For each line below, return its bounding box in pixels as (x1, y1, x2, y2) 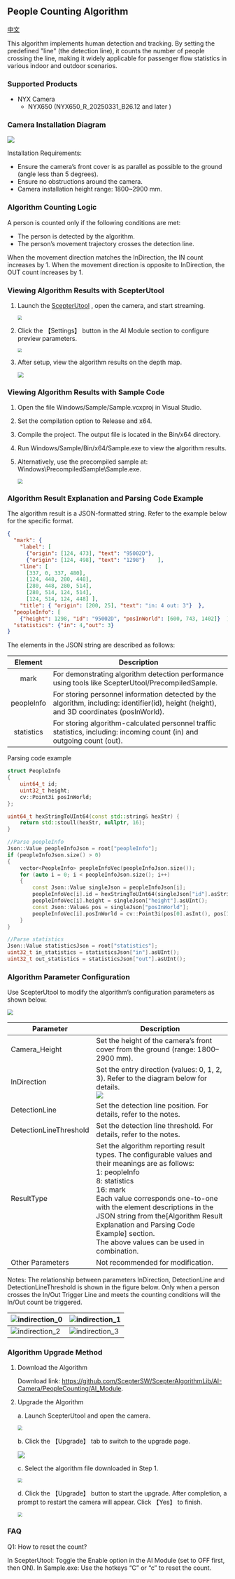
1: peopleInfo (96, 1167, 140, 1177)
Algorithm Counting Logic (7, 203, 97, 213)
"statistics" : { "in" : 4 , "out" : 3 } (13, 621, 114, 629)
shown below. (7, 995, 48, 1004)
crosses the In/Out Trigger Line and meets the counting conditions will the (7, 1291, 221, 1299)
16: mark (96, 1185, 126, 1195)
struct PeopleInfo (7, 767, 61, 774)
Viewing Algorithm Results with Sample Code (7, 387, 165, 397)
